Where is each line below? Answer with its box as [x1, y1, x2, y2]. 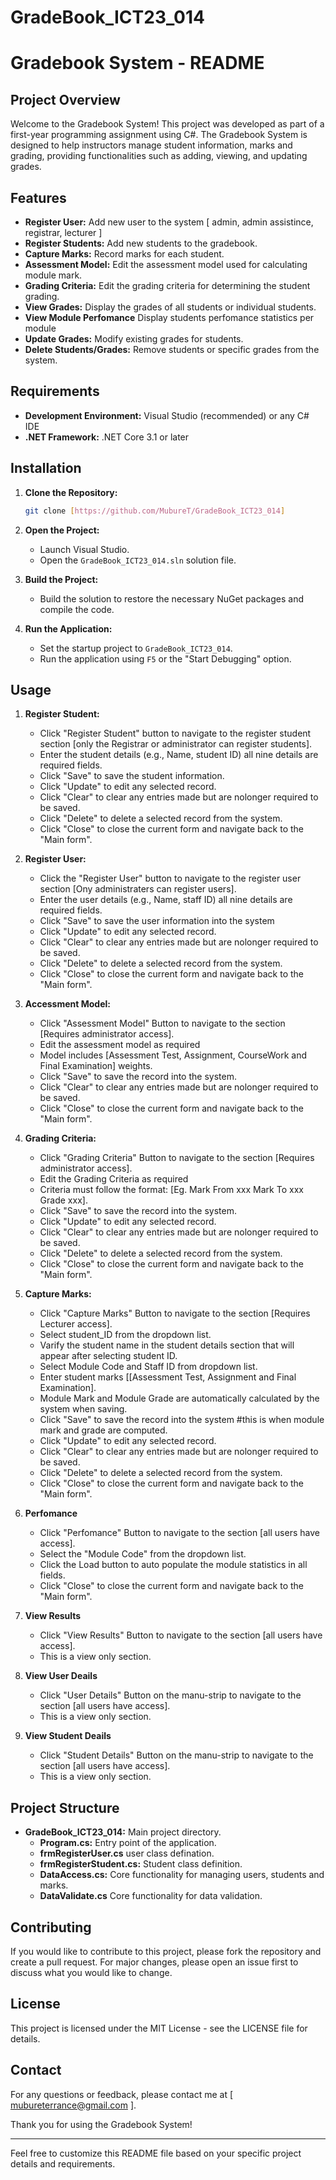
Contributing [10, 1919, 92, 1936]
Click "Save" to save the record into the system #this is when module [39, 1414, 325, 1426]
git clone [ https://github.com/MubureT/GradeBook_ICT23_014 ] [24, 506, 286, 516]
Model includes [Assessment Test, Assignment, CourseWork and [39, 1049, 308, 1061]
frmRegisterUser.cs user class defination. [39, 1847, 215, 1860]
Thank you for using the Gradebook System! [10, 2118, 193, 2130]
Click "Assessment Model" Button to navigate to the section [39, 1017, 286, 1030]
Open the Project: [24, 524, 100, 536]
